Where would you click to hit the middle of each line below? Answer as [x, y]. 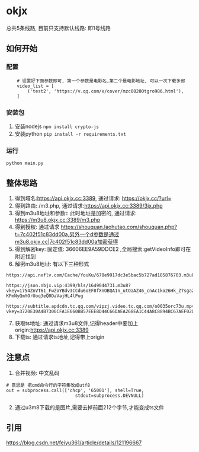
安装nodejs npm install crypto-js [57, 126]
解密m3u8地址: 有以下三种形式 [52, 264]
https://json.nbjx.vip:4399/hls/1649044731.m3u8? [69, 286]
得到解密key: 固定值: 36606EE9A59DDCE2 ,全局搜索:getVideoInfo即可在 [103, 249]
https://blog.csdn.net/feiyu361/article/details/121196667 [74, 443]
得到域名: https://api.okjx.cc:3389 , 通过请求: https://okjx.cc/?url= [93, 198]
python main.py [25, 163]
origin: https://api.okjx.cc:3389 [52, 330]
